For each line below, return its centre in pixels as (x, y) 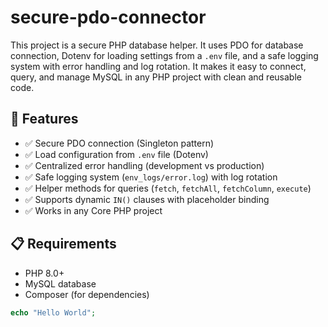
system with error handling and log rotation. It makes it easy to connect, (158, 66)
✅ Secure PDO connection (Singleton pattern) (119, 143)
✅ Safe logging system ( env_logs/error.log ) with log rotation (151, 177)
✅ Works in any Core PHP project (93, 210)
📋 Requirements (63, 244)
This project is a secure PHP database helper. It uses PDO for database (157, 45)
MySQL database (60, 283)
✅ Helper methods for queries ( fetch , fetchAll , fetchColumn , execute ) (168, 188)
